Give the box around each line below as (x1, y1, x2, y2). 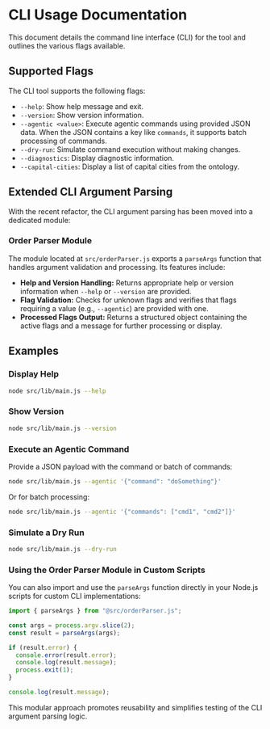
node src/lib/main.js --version (8, 424, 117, 432)
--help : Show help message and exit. (19, 101, 143, 111)
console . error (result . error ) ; (15, 651, 117, 659)
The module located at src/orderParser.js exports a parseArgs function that (8, 253, 262, 263)
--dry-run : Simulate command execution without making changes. (19, 144, 241, 154)
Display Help (8, 369, 59, 380)
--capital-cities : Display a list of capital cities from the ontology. (19, 162, 240, 171)
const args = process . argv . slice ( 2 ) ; (8, 621, 135, 630)
